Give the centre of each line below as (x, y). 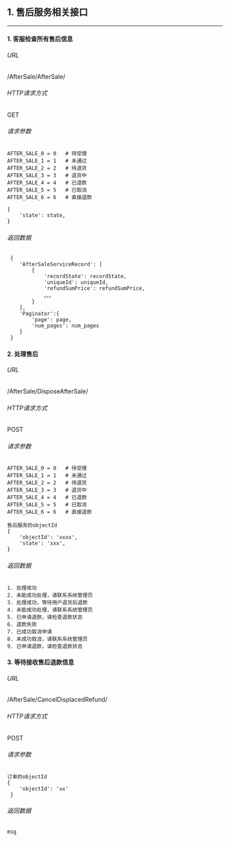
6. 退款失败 (22, 624)
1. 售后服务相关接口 (48, 12)
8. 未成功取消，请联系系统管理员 (47, 639)
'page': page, (52, 320)
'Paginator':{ (39, 314)
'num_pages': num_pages (65, 326)
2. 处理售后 (23, 354)
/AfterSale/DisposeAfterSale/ (48, 391)
